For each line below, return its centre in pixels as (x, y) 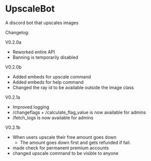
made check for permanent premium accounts (61, 148)
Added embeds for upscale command (52, 76)
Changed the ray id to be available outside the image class (73, 87)
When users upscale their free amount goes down (64, 137)
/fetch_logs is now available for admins (53, 117)
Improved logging (31, 107)
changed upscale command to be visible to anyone (65, 153)
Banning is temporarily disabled (45, 57)
